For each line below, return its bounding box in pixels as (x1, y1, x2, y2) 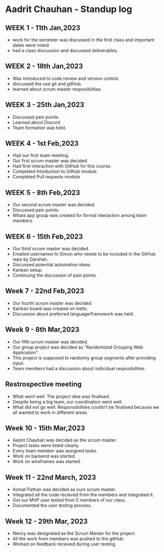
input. (12, 360, 25, 366)
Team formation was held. (12, 125, 67, 131)
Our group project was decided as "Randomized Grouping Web (12, 344, 143, 350)
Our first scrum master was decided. (12, 158, 89, 164)
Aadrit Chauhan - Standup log (5, 4, 132, 15)
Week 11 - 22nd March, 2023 (5, 473, 96, 482)
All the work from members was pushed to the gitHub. (12, 535, 125, 541)
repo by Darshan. (12, 256, 49, 262)
